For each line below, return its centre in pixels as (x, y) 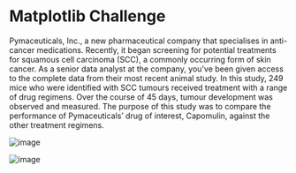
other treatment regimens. (57, 124)
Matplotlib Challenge (87, 16)
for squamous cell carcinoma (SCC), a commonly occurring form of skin (140, 59)
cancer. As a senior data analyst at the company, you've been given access (147, 69)
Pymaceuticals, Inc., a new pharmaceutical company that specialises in (139, 41)
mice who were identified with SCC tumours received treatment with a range (148, 87)
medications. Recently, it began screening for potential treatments (156, 49)
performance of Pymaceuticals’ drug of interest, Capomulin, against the (140, 116)
